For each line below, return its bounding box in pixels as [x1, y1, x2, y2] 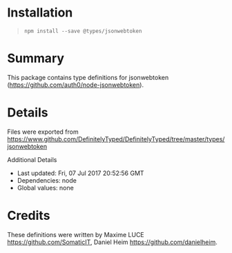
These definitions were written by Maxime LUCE [7, 230, 145, 239]
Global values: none [17, 183, 74, 192]
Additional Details [7, 155, 57, 163]
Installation [7, 5, 73, 21]
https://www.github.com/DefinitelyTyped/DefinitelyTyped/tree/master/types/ [7, 134, 225, 143]
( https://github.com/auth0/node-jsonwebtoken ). [7, 81, 144, 89]
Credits [7, 208, 50, 223]
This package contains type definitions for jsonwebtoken [7, 73, 169, 81]
